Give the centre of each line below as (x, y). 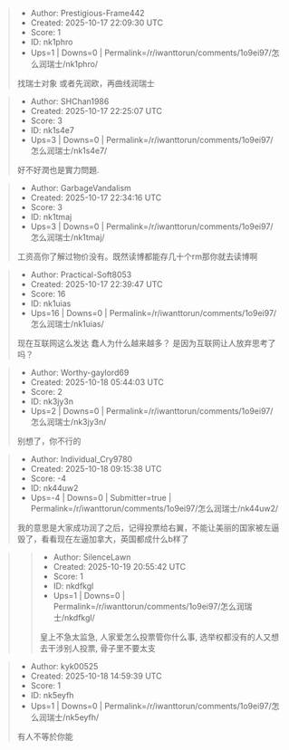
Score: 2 (46, 392)
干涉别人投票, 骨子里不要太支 (101, 648)
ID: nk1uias (51, 303)
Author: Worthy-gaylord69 (80, 372)
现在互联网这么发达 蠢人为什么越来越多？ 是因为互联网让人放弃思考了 (146, 343)
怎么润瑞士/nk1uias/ (67, 324)
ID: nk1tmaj (51, 217)
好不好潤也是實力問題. (58, 170)
